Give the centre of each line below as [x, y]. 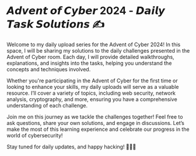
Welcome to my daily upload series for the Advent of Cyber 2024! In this [94, 44]
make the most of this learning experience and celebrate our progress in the [98, 129]
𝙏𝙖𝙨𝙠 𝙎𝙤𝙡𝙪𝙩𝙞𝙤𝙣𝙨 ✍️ [55, 24]
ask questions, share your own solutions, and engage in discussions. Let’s [95, 123]
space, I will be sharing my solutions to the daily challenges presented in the [98, 50]
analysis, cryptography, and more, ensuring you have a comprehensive [92, 99]
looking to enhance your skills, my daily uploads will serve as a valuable [93, 86]
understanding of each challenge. [47, 105]
